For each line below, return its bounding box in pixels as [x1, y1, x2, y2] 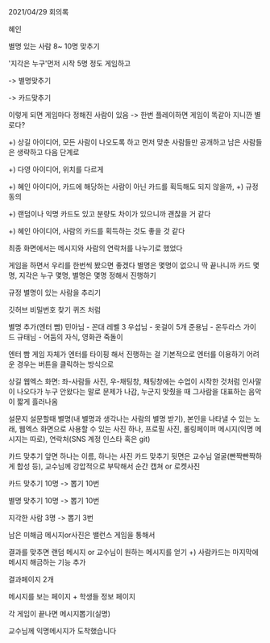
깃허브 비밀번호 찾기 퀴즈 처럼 [8, 305, 102, 314]
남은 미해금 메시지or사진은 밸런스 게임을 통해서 [8, 530, 156, 540]
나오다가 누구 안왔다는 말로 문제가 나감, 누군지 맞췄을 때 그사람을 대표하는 [16, 387, 247, 396]
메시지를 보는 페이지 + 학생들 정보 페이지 [8, 592, 135, 601]
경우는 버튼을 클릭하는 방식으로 [16, 359, 114, 369]
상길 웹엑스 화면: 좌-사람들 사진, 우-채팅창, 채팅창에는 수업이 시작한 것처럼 [8, 376, 240, 386]
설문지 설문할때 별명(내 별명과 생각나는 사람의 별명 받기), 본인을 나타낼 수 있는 [8, 414, 252, 423]
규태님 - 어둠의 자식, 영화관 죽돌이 [16, 332, 123, 342]
